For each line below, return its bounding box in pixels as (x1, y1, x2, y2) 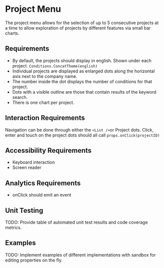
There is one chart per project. (12, 100, 75, 105)
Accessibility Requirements (5, 146, 92, 155)
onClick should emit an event (12, 192, 71, 198)
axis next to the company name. (12, 73, 77, 79)
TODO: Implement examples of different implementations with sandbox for (5, 252, 156, 258)
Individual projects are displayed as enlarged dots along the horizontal (12, 68, 155, 74)
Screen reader (12, 165, 42, 170)
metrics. (5, 225, 22, 230)
